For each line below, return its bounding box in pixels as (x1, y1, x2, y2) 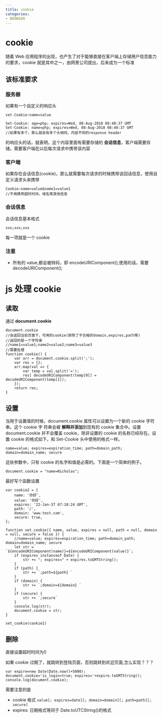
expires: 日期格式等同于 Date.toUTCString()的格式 (12, 707, 112, 713)
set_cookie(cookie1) (5, 621, 47, 625)
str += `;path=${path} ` (23, 570, 73, 575)
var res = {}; (14, 360, 43, 365)
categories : (5, 12, 29, 16)
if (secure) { (14, 591, 43, 596)
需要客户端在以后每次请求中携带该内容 (14, 146, 90, 151)
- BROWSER (5, 16, 26, 21)
